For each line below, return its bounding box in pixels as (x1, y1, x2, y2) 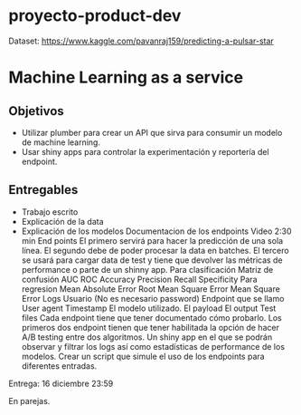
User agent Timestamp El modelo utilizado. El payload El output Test (21, 303, 277, 314)
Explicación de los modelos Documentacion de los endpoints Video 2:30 (21, 226, 292, 236)
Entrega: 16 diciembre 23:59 (8, 378, 114, 389)
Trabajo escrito (21, 206, 79, 217)
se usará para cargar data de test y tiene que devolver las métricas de (21, 255, 283, 265)
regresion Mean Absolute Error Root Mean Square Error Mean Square (21, 283, 281, 294)
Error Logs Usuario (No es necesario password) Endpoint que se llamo (21, 293, 285, 304)
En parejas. (8, 395, 51, 406)
